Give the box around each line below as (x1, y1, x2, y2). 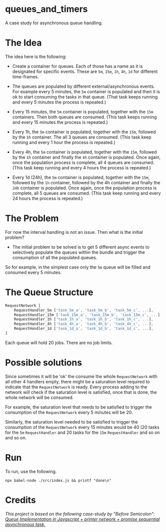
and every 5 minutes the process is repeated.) (12, 99, 106, 105)
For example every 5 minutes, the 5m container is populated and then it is (12, 88, 161, 95)
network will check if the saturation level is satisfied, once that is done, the (5, 389, 157, 395)
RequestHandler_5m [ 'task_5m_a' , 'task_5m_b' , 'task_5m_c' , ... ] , (14, 308, 154, 313)
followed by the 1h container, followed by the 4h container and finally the (12, 179, 161, 185)
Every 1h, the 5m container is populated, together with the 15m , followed (12, 129, 156, 135)
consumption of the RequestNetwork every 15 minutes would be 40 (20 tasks (5, 424, 160, 430)
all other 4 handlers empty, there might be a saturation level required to (5, 378, 150, 384)
